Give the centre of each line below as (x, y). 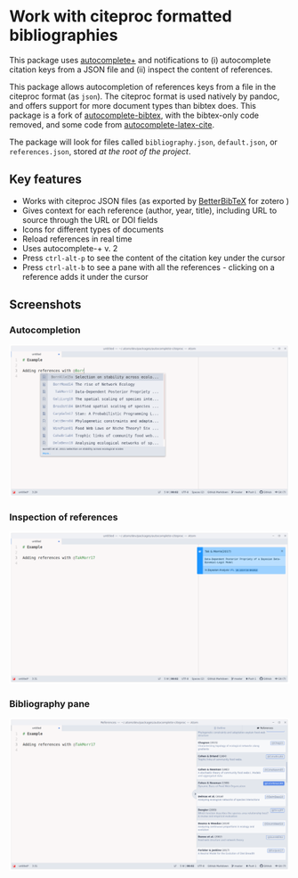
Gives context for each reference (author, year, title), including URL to (149, 210)
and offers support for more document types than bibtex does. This (133, 105)
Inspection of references (64, 517)
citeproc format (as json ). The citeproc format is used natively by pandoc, (145, 96)
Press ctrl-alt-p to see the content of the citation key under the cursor (153, 258)
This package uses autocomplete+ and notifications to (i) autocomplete (140, 60)
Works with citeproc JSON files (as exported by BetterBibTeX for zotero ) (156, 201)
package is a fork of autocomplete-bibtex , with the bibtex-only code (134, 115)
